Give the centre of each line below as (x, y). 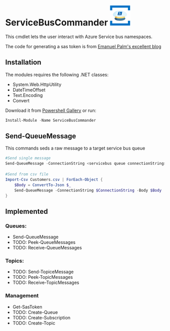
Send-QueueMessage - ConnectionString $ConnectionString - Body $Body (88, 190)
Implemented (27, 211)
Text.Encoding (28, 95)
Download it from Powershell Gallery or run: (51, 110)
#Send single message (28, 158)
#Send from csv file (27, 174)
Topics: (15, 261)
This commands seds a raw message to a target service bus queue (75, 148)
